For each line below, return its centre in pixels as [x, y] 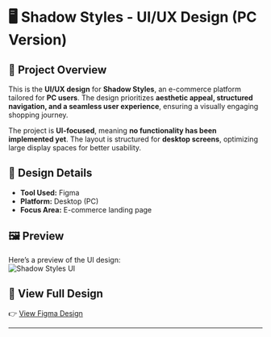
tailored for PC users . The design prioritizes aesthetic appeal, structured [131, 98]
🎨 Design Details [50, 173]
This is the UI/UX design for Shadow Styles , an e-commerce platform [125, 89]
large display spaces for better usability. [75, 147]
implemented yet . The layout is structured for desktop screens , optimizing [133, 139]
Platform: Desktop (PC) [59, 201]
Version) [38, 40]
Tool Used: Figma [50, 192]
